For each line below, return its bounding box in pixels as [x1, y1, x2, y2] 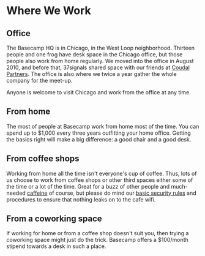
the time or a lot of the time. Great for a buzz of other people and [6, 183, 170, 190]
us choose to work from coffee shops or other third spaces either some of [6, 176, 193, 184]
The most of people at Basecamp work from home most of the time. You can [6, 122, 199, 130]
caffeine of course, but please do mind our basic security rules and [26, 189, 197, 197]
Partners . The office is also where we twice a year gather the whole [6, 70, 177, 77]
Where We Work [6, 4, 92, 18]
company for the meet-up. [6, 77, 73, 84]
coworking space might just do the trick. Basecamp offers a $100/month [6, 236, 188, 244]
